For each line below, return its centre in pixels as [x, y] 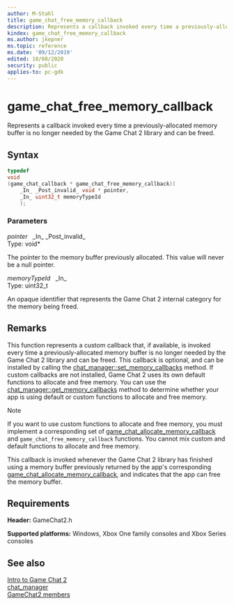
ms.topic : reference [37, 46]
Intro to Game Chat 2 [37, 580]
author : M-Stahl [31, 14]
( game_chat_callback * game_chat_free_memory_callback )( [92, 184]
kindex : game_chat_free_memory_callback [67, 33]
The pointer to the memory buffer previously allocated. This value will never [116, 257]
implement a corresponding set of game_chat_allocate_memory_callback [111, 431]
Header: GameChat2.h [40, 520]
